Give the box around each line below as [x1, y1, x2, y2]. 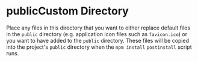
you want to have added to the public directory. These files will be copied [6, 37, 190, 44]
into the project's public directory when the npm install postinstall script [6, 43, 193, 51]
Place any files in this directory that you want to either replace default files [6, 24, 191, 31]
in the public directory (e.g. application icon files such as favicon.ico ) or [6, 30, 188, 37]
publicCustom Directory [6, 4, 129, 18]
